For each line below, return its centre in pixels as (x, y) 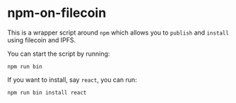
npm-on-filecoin (57, 13)
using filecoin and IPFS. (42, 40)
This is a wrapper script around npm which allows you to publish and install (118, 32)
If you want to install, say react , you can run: (72, 80)
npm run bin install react (47, 92)
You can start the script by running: (59, 54)
